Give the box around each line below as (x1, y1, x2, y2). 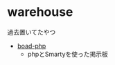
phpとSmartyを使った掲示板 (27, 50, 109, 58)
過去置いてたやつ (7, 28, 56, 36)
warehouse (7, 4, 73, 20)
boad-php (17, 41, 46, 50)
